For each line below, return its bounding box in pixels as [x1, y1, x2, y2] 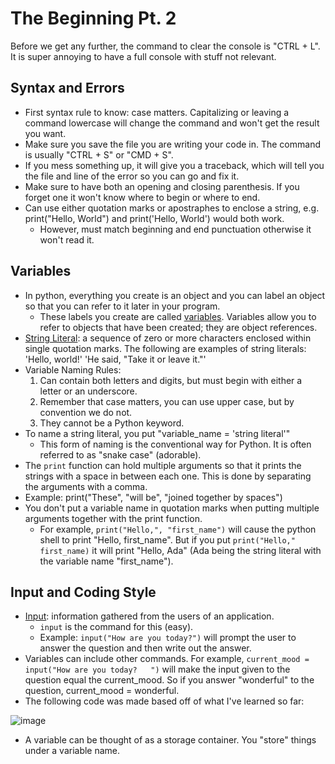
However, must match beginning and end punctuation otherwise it [39, 223, 312, 235]
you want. [24, 127, 67, 139]
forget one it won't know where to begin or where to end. [24, 191, 261, 203]
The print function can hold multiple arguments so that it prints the [24, 459, 302, 471]
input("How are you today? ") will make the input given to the [24, 663, 291, 676]
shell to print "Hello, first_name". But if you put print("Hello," [39, 533, 296, 546]
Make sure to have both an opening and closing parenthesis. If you [24, 180, 300, 192]
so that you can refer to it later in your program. [24, 300, 221, 312]
